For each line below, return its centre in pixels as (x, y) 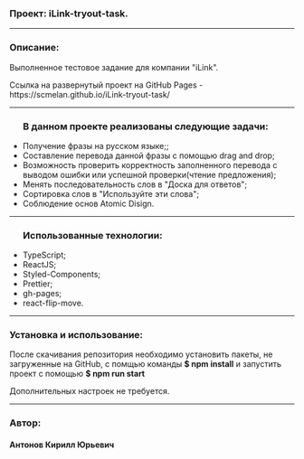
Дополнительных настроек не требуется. (90, 391)
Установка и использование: (76, 335)
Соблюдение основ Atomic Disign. (88, 203)
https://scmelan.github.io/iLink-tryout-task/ (90, 94)
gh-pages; (42, 294)
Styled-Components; (62, 275)
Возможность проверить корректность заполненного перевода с (150, 164)
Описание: (34, 48)
